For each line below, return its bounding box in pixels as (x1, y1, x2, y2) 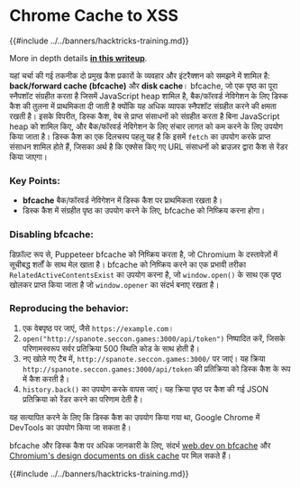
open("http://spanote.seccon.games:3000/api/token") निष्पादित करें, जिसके (22, 333, 286, 344)
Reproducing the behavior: (9, 302, 129, 315)
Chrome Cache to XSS (9, 5, 178, 26)
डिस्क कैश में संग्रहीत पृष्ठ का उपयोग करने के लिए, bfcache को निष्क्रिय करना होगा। (22, 205, 266, 216)
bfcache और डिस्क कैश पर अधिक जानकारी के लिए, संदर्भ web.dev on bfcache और (9, 439, 271, 451)
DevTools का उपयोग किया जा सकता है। (9, 421, 132, 433)
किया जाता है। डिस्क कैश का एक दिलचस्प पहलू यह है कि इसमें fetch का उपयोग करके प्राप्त (9, 131, 271, 142)
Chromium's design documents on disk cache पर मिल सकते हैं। (9, 450, 232, 461)
